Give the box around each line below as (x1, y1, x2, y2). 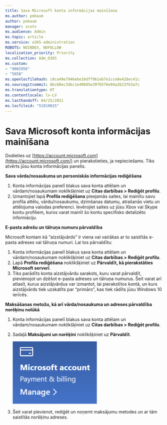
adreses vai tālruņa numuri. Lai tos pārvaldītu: (17, 240, 112, 246)
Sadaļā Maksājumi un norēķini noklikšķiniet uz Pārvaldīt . (12, 331, 131, 338)
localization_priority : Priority (5, 50, 75, 55)
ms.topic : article (5, 35, 43, 40)
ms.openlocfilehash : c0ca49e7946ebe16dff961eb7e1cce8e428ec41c (5, 77, 140, 82)
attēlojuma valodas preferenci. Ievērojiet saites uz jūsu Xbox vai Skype (12, 204, 158, 210)
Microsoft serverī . (12, 265, 51, 271)
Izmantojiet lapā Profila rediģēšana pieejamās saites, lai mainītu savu (12, 193, 155, 199)
